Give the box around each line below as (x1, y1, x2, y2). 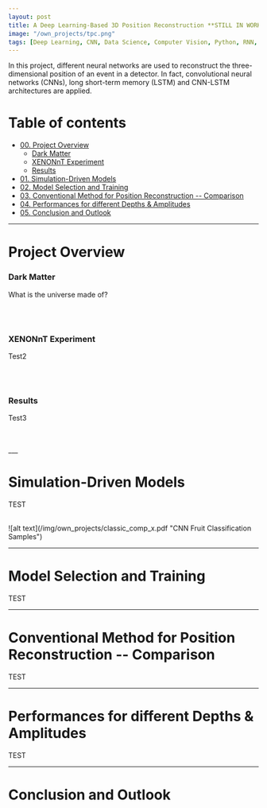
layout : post (8, 13, 52, 21)
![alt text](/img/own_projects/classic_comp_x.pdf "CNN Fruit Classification (8, 523, 252, 533)
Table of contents (8, 114, 127, 132)
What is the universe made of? (8, 289, 109, 299)
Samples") (8, 532, 43, 542)
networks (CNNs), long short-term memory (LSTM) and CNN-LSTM (8, 78, 230, 87)
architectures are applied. (8, 86, 93, 95)
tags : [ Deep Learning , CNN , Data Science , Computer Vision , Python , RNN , (8, 38, 258, 46)
